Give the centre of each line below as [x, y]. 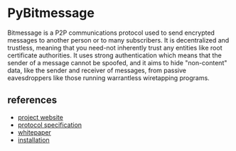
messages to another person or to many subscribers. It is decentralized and [118, 40]
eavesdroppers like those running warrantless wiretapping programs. [108, 78]
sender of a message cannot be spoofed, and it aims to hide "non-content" [117, 62]
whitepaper [34, 132]
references [32, 100]
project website [41, 117]
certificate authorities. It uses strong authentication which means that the [114, 55]
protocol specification [50, 125]
